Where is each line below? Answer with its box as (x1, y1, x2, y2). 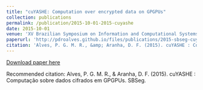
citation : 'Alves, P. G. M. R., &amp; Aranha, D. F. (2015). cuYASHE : (6, 43, 190, 49)
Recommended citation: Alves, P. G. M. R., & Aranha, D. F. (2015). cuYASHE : (6, 70, 196, 77)
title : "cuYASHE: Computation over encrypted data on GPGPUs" (6, 8, 166, 15)
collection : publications (6, 14, 71, 20)
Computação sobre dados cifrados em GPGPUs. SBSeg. (6, 76, 146, 84)
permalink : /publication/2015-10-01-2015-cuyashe (6, 20, 134, 26)
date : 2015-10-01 (6, 25, 50, 32)
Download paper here (6, 58, 60, 66)
